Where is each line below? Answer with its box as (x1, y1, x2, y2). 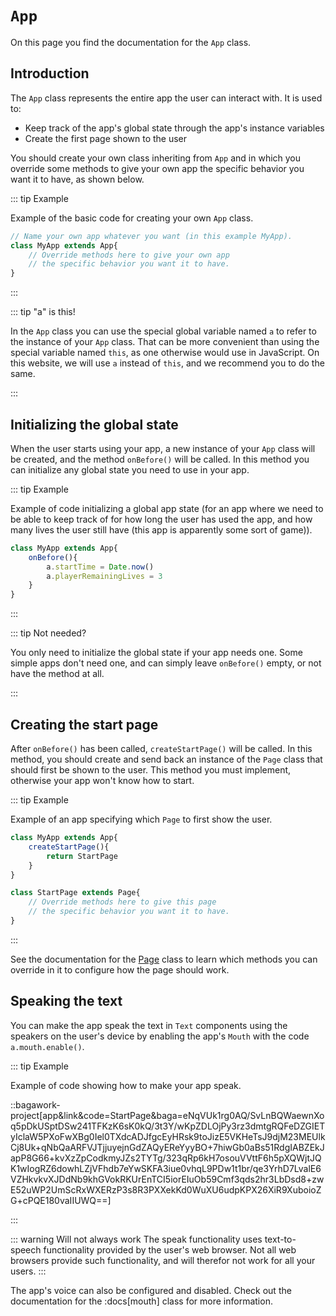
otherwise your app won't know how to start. (10, 775, 195, 786)
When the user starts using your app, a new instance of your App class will (10, 442, 316, 454)
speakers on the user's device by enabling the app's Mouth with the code (10, 1030, 310, 1042)
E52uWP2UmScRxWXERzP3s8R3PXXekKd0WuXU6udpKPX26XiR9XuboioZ (10, 1183, 322, 1196)
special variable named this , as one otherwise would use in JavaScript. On (10, 347, 320, 359)
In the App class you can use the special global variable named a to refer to (10, 325, 317, 337)
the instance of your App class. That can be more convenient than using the (10, 336, 320, 348)
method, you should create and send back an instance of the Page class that (10, 753, 323, 765)
